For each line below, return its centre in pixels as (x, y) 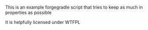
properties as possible (29, 12)
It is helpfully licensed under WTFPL (43, 22)
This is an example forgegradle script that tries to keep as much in (74, 7)
